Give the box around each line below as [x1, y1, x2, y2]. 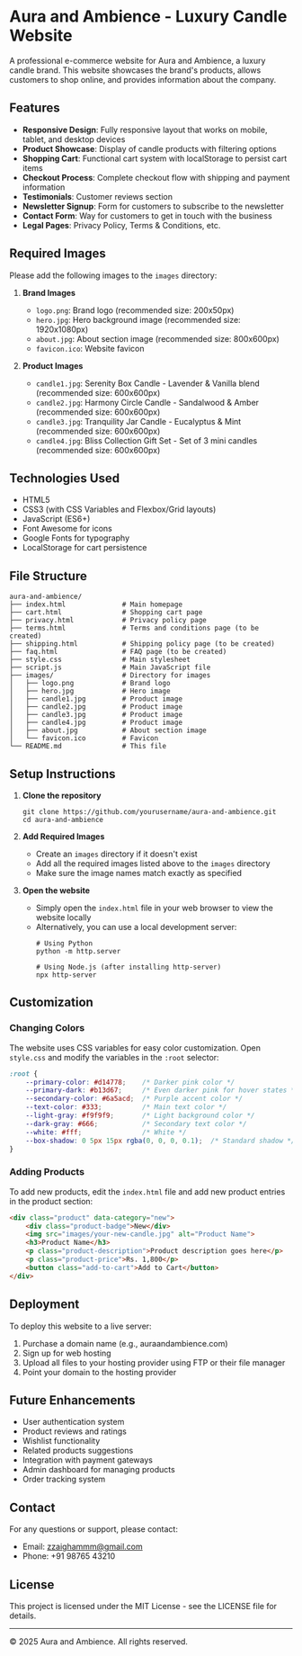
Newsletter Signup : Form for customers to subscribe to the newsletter [22, 201, 285, 211]
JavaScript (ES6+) [22, 514, 91, 524]
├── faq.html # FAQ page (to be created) [9, 648, 227, 657]
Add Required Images [22, 831, 105, 842]
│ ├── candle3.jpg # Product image [9, 711, 182, 720]
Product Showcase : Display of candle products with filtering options [22, 143, 277, 154]
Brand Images [22, 287, 76, 298]
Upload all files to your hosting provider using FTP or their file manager [22, 1356, 286, 1368]
